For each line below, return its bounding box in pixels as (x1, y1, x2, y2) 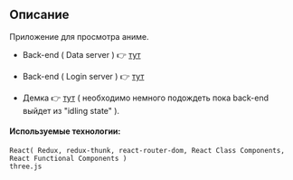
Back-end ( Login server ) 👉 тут (22, 71, 145, 81)
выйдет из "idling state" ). (22, 105, 120, 116)
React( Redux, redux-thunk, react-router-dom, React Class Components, (9, 147, 285, 156)
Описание (9, 7, 70, 23)
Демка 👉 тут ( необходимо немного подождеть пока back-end (22, 92, 269, 103)
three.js (9, 162, 43, 171)
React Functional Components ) (9, 154, 128, 164)
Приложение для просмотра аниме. (9, 31, 149, 42)
